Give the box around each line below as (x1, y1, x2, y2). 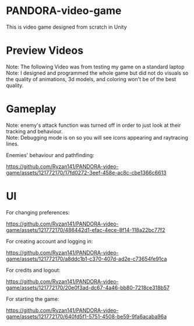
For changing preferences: (6, 209, 70, 216)
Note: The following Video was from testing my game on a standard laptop (6, 63, 185, 70)
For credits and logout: (6, 266, 61, 273)
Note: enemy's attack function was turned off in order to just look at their (6, 122, 181, 129)
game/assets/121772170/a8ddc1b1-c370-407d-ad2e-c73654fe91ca (6, 255, 167, 262)
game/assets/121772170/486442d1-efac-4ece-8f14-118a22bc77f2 (6, 226, 165, 233)
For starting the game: (6, 295, 59, 302)
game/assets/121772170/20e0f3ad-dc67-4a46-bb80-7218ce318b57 (6, 284, 170, 291)
